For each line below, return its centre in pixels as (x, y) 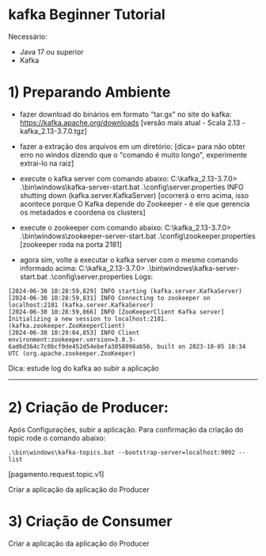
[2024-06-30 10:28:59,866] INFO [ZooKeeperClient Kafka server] (116, 312)
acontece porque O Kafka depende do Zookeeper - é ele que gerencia (135, 204)
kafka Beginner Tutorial (87, 15)
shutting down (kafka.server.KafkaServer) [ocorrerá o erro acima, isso (134, 195)
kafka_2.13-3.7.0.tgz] (53, 131)
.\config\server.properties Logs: (101, 276)
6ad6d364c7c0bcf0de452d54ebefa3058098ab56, (81, 346)
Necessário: (28, 36)
